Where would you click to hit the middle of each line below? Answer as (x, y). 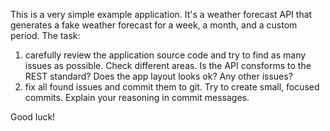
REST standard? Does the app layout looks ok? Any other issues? (158, 76)
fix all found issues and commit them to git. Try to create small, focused (172, 87)
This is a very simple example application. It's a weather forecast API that (161, 14)
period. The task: (45, 35)
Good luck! (33, 117)
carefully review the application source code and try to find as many (165, 55)
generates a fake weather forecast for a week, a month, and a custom (154, 25)
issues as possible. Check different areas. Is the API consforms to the (168, 65)
